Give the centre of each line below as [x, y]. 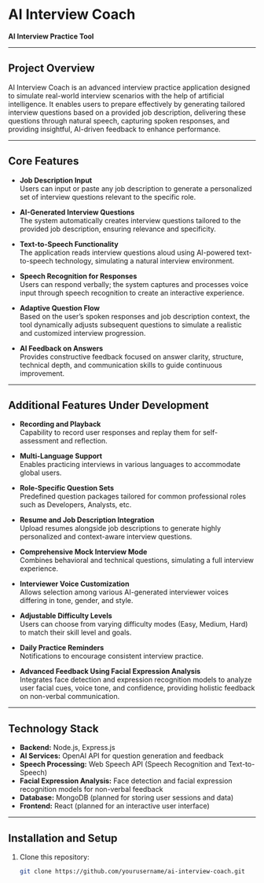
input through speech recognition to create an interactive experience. [132, 292]
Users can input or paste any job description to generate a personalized [136, 188]
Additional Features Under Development [109, 405]
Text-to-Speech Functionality [69, 244]
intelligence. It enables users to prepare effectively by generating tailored [126, 104]
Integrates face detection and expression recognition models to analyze [136, 680]
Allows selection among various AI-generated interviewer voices [124, 592]
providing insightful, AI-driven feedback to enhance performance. [115, 129]
